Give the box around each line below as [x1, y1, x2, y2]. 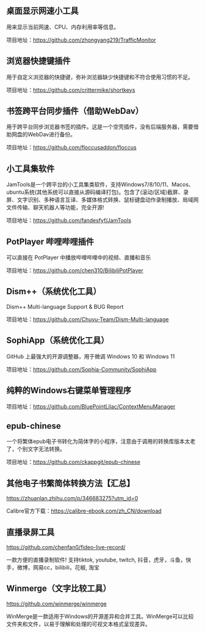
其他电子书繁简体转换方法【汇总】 [6, 478, 135, 488]
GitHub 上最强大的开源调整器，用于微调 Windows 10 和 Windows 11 [6, 352, 175, 360]
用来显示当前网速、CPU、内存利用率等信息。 [6, 23, 120, 31]
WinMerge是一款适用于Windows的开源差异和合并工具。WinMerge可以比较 [6, 612, 194, 620]
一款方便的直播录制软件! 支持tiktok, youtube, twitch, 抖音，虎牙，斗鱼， [6, 556, 186, 563]
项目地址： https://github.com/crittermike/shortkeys [6, 86, 135, 94]
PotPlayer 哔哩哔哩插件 [6, 236, 95, 246]
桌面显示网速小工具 [6, 6, 79, 17]
